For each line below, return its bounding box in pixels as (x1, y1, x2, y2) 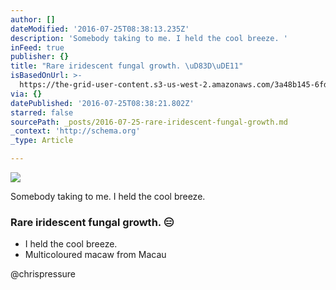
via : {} (10, 89, 43, 99)
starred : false (10, 107, 74, 118)
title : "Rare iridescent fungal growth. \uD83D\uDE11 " (10, 61, 244, 71)
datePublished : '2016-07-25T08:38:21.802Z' (10, 98, 195, 108)
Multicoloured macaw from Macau (24, 249, 167, 261)
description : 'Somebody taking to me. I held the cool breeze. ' (10, 33, 288, 43)
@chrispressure (10, 268, 77, 280)
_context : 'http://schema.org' (10, 126, 141, 136)
